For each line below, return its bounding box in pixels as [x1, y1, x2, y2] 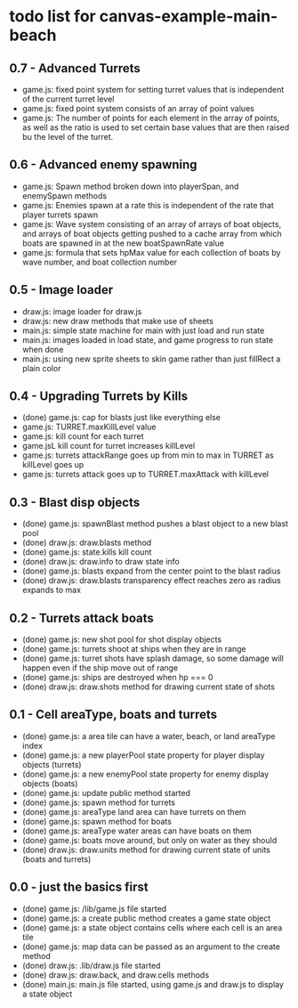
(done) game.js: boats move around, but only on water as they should [21, 834, 278, 845]
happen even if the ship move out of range [21, 663, 179, 673]
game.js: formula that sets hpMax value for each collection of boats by [21, 247, 281, 257]
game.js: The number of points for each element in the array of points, [21, 113, 280, 123]
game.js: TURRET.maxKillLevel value [21, 421, 157, 433]
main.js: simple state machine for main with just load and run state [21, 325, 265, 336]
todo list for [9, 6, 96, 27]
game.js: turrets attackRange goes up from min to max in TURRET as [21, 450, 274, 460]
